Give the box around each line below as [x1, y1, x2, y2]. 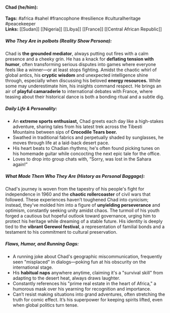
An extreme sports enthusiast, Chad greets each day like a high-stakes [12, 118, 164, 124]
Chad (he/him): [5, 4, 38, 10]
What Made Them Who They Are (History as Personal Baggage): [5, 173, 145, 179]
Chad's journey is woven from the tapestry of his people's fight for [5, 186, 145, 192]
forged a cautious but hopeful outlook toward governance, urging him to [5, 213, 156, 219]
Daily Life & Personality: [5, 105, 57, 111]
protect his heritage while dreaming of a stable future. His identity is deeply [5, 218, 163, 225]
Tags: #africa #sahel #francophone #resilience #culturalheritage [5, 15, 141, 21]
